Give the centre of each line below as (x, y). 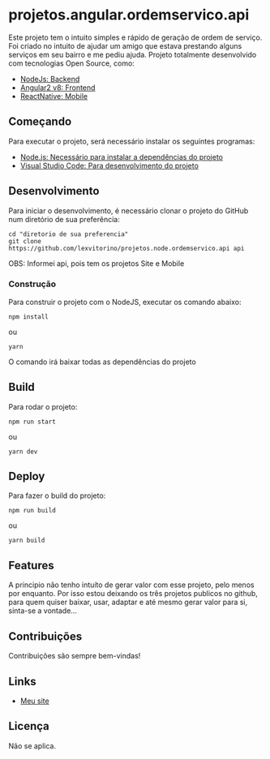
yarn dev (23, 452)
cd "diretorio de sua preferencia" (69, 234)
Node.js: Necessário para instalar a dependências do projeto (121, 157)
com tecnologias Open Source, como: (72, 63)
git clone (25, 241)
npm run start (32, 422)
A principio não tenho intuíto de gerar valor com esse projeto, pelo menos (131, 585)
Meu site (35, 701)
